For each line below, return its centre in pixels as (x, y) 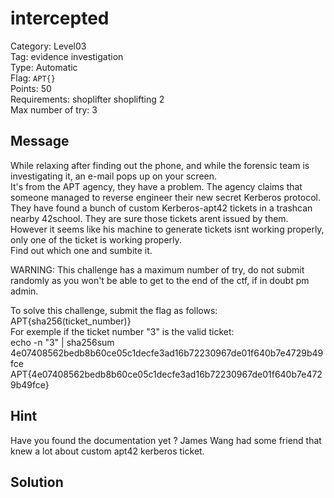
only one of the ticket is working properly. (96, 239)
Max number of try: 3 (54, 109)
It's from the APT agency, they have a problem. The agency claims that (156, 186)
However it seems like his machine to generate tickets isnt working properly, (167, 229)
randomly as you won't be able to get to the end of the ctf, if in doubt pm (160, 280)
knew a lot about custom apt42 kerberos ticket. (107, 451)
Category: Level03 (48, 46)
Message (40, 141)
